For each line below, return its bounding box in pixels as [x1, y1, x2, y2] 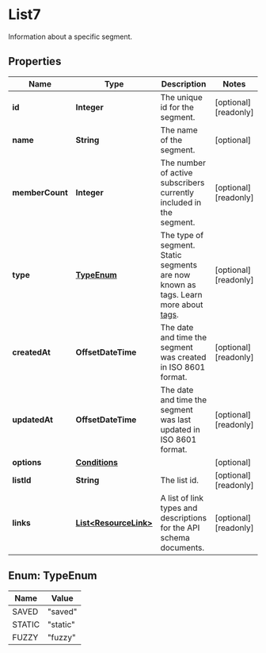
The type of [160, 229, 204, 240]
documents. [160, 542, 205, 553]
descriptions [160, 512, 207, 523]
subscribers [160, 177, 205, 188]
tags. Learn [160, 289, 203, 300]
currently [160, 186, 195, 198]
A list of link [160, 492, 204, 503]
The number [160, 157, 206, 168]
